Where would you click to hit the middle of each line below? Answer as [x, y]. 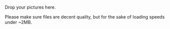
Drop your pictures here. [30, 7]
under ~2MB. [19, 22]
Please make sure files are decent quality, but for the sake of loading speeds [85, 17]
